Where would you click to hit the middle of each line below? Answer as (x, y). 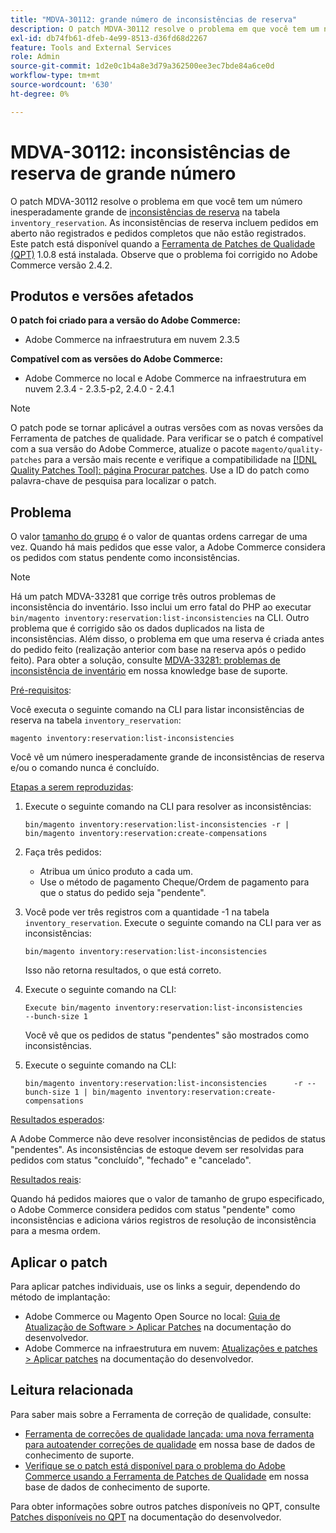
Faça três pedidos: (63, 852)
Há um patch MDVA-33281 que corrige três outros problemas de (143, 597)
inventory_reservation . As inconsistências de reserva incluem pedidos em (164, 222)
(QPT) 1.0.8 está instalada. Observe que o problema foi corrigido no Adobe (164, 254)
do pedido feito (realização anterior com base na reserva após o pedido (158, 650)
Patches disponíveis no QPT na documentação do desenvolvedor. (146, 1517)
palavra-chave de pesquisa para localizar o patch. (113, 481)
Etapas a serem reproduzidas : (72, 787)
